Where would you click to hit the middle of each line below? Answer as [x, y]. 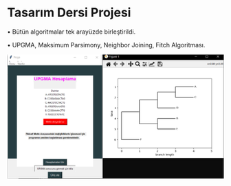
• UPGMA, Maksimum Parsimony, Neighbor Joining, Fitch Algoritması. [106, 45]
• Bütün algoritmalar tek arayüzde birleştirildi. [71, 32]
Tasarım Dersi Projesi [69, 13]
